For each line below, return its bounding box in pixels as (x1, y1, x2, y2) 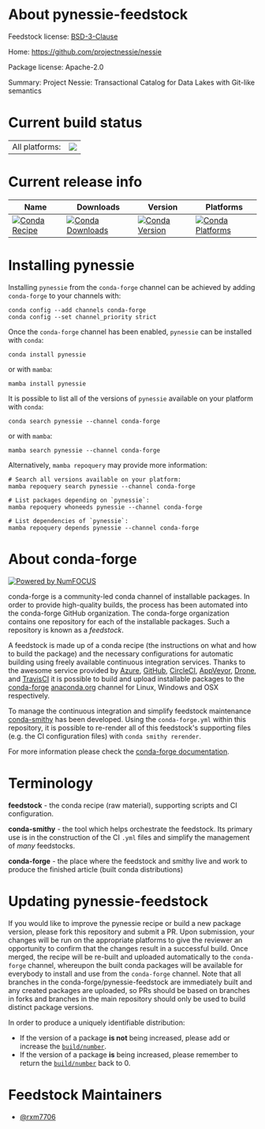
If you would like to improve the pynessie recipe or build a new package (8, 918, 242, 928)
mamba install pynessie (8, 379, 87, 388)
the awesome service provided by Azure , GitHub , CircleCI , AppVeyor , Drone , (8, 665, 257, 675)
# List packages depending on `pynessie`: (8, 496, 150, 504)
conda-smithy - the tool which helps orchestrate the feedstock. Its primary (8, 824, 253, 834)
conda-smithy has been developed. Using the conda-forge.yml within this (8, 714, 247, 724)
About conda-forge (8, 550, 137, 568)
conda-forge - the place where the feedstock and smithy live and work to (8, 856, 248, 866)
